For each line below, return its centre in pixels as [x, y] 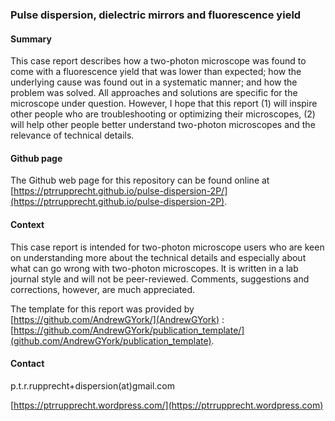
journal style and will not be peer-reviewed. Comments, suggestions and [160, 279]
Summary [31, 39]
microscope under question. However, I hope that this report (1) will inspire [164, 104]
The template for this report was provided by [102, 309]
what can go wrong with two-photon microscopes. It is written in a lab [154, 268]
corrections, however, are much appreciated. [103, 289]
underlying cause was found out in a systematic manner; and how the [154, 82]
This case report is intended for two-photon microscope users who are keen [167, 247]
